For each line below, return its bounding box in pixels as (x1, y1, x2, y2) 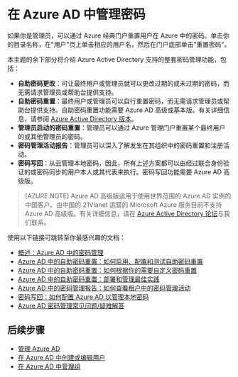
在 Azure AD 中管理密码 (7, 6, 146, 23)
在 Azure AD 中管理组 (17, 362, 81, 371)
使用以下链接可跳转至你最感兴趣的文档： (7, 233, 126, 242)
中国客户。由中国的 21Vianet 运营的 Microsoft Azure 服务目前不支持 (24, 200, 222, 209)
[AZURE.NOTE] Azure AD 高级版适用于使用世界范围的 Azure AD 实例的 (24, 191, 232, 200)
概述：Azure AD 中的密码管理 (17, 248, 104, 257)
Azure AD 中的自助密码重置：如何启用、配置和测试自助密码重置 (17, 257, 204, 266)
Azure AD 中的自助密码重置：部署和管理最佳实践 (17, 274, 160, 283)
